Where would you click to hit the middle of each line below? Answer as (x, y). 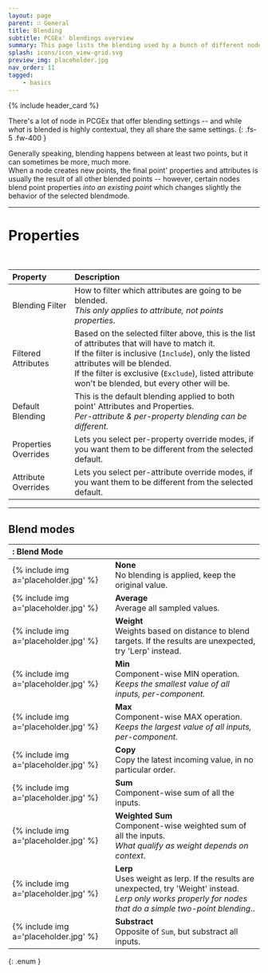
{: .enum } (25, 961)
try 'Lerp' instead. (148, 651)
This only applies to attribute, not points (149, 311)
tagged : (21, 75)
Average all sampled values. (167, 608)
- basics (37, 82)
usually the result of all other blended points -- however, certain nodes (124, 179)
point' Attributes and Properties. (134, 407)
